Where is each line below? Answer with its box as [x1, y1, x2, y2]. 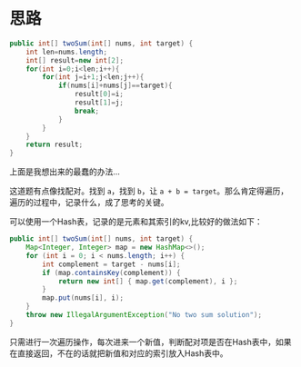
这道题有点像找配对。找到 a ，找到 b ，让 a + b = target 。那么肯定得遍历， [9, 185, 289, 196]
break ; [74, 106, 100, 115]
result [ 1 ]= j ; [74, 98, 125, 107]
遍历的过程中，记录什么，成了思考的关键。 [9, 197, 169, 208]
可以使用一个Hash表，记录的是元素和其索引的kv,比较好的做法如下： [9, 216, 263, 227]
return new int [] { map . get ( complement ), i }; [57, 276, 238, 286]
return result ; [25, 140, 84, 150]
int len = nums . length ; [25, 47, 107, 56]
